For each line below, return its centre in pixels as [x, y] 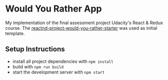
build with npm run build [38, 66]
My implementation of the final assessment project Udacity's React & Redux [84, 23]
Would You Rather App [53, 9]
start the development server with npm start [59, 72]
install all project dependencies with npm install [63, 61]
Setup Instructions [35, 49]
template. [15, 33]
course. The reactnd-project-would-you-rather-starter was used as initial [81, 28]
